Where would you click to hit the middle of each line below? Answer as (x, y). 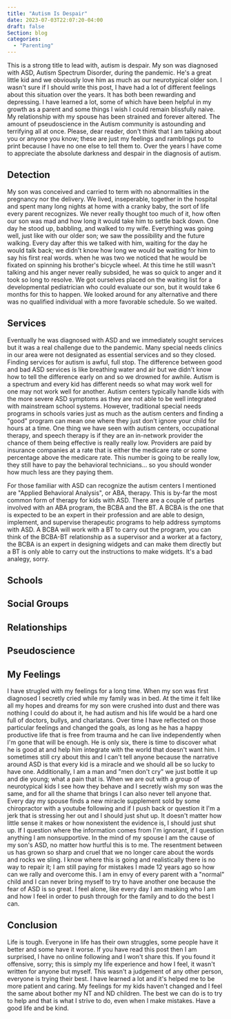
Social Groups (38, 604)
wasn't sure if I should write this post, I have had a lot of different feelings (111, 87)
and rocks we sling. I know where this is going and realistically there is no (111, 860)
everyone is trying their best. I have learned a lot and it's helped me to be (111, 978)
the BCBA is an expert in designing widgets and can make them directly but (114, 544)
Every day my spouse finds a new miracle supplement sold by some (104, 801)
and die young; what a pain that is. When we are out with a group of (103, 779)
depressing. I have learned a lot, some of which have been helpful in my (109, 102)
